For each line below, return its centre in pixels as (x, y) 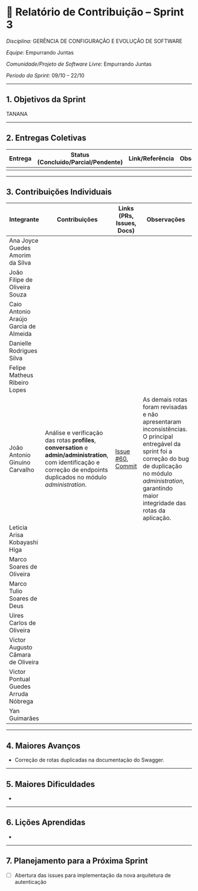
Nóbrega (21, 702)
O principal (158, 437)
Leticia (18, 528)
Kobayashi (24, 543)
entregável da (161, 444)
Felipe (18, 368)
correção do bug (166, 459)
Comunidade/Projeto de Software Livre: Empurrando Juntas (79, 64)
